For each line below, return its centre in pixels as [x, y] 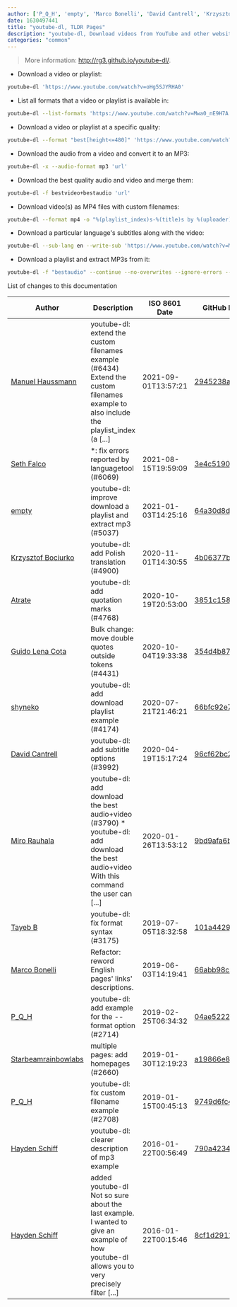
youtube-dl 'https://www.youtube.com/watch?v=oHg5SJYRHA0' [96, 87]
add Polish [108, 553]
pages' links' [111, 979]
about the [107, 1204]
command [107, 885]
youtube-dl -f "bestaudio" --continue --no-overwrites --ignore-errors [115, 272]
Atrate [21, 600]
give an [103, 1231]
